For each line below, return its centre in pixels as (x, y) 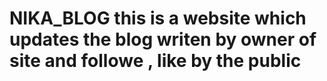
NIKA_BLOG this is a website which (158, 18)
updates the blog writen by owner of (163, 39)
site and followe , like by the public (155, 61)
